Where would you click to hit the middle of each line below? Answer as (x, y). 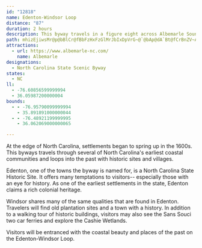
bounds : (16, 101)
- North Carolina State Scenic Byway (59, 68)
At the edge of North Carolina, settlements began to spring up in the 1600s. (99, 146)
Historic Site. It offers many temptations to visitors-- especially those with (97, 177)
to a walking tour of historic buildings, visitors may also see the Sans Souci (99, 214)
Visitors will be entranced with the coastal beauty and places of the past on (100, 232)
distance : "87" (25, 23)
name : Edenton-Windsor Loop (41, 17)
